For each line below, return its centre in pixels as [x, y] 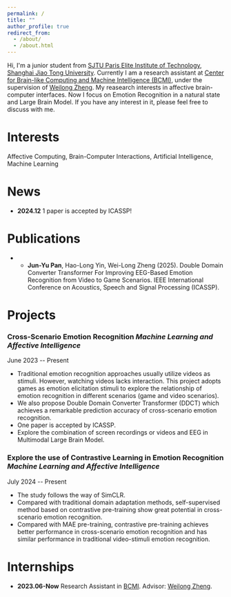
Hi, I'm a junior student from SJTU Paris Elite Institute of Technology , [104, 65]
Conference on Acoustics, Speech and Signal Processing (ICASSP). [123, 287]
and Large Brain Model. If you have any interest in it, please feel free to [108, 102]
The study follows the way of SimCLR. [71, 495]
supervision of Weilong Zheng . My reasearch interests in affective [101, 87]
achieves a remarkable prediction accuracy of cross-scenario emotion [117, 410]
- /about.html [33, 46]
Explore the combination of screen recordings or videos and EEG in [112, 433]
